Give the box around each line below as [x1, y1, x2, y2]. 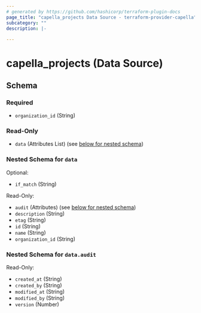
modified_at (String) [14, 288, 65, 295]
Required [6, 98, 33, 106]
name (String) [14, 229, 46, 236]
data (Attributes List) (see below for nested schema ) [14, 140, 144, 148]
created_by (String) [14, 281, 62, 289]
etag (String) [14, 216, 46, 223]
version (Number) [14, 300, 60, 308]
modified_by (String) [14, 294, 65, 302]
